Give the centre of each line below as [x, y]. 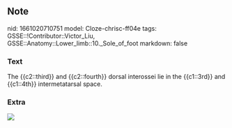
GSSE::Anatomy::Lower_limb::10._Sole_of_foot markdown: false [98, 43]
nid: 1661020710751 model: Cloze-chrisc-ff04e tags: [82, 28]
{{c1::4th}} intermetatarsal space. [55, 84]
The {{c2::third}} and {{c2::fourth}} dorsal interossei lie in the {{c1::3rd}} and [116, 77]
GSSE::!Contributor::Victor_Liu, [51, 36]
